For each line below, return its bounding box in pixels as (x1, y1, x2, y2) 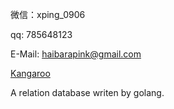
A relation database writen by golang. (10, 87, 165, 98)
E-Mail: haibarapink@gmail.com (10, 48, 142, 60)
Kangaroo (10, 68, 51, 79)
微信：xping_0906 (10, 9, 86, 20)
